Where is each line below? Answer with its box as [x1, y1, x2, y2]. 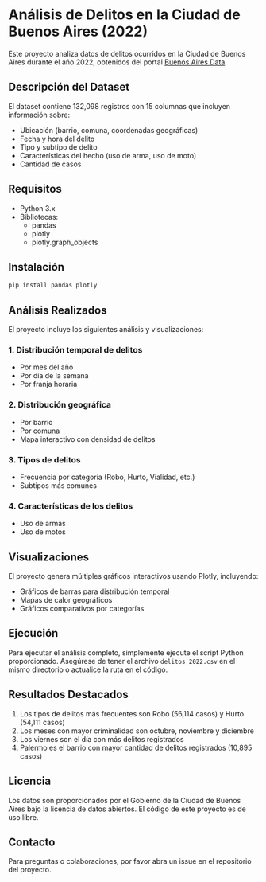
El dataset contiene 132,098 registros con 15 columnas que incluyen [8, 101, 231, 111]
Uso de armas [19, 519, 66, 529]
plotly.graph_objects [31, 237, 98, 247]
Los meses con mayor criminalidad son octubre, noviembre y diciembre [19, 726, 254, 736]
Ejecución [8, 626, 59, 640]
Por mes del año [19, 362, 74, 372]
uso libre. [8, 812, 39, 822]
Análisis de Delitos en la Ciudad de [8, 6, 241, 24]
